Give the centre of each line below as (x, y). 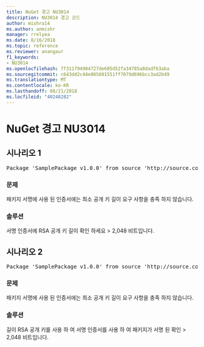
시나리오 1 (24, 153)
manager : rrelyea (28, 35)
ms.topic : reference (32, 46)
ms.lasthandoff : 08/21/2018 (42, 91)
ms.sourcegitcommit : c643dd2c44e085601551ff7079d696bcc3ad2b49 (88, 74)
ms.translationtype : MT (36, 80)
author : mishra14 (28, 23)
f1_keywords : (23, 57)
